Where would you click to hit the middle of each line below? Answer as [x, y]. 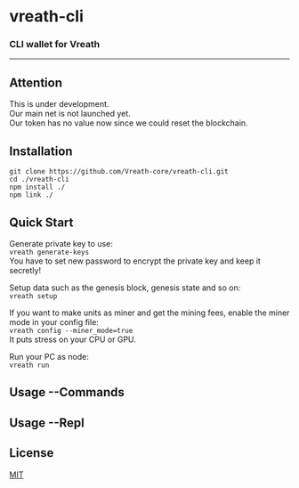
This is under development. [59, 104]
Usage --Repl [47, 423]
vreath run [29, 365]
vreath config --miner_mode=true [71, 330]
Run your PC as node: [49, 356]
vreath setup [33, 296]
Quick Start [41, 222]
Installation [41, 151]
